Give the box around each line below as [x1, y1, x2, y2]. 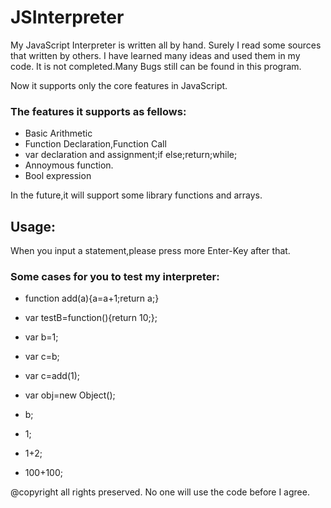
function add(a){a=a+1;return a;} [24, 292, 160, 305]
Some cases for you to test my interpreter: [10, 269, 220, 283]
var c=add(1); [24, 370, 81, 382]
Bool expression [24, 170, 92, 182]
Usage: [10, 218, 57, 235]
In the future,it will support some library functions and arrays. [10, 189, 263, 201]
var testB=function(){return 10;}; [24, 312, 158, 324]
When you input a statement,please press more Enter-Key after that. [10, 245, 291, 257]
